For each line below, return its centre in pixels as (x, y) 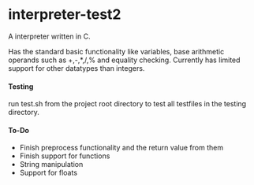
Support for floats (48, 173)
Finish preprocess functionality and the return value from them (121, 148)
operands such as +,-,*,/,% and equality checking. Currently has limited (124, 60)
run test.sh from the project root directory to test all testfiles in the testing (127, 104)
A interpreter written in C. (49, 36)
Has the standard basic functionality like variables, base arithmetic (116, 51)
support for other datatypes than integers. (77, 68)
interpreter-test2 (65, 15)
